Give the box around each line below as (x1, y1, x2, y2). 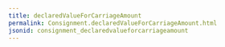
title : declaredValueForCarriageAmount (8, 11, 142, 20)
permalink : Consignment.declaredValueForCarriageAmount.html (8, 19, 218, 27)
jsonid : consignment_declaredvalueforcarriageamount (8, 26, 189, 34)
